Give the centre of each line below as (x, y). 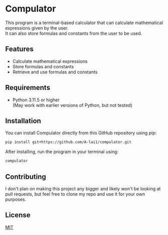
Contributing (26, 177)
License (18, 215)
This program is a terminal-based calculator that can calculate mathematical (84, 23)
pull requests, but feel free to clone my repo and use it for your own (75, 194)
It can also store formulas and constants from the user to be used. (74, 33)
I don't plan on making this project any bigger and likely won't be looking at (83, 188)
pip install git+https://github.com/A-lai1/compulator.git (68, 142)
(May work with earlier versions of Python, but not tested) (72, 105)
